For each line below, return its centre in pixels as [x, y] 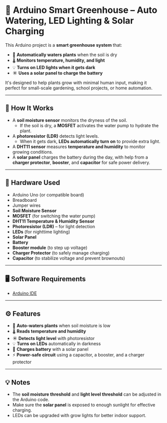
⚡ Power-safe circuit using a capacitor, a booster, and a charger [79, 355]
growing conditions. [33, 152]
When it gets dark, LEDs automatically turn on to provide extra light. [90, 141]
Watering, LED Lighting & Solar [70, 21]
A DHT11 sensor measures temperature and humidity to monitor [79, 147]
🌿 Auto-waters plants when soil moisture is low [61, 326]
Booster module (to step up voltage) [50, 248]
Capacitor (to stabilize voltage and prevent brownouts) [69, 258]
